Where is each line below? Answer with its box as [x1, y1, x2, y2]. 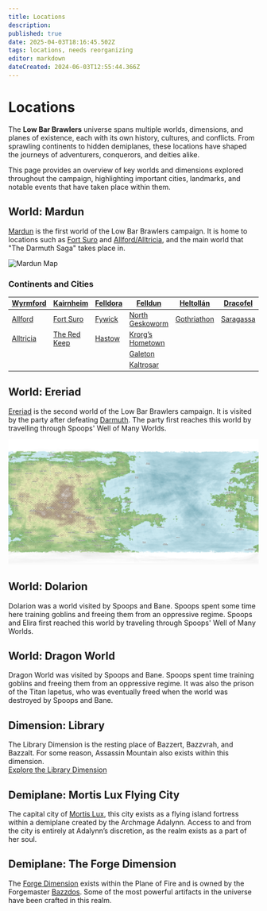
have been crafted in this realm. [8, 895, 112, 905]
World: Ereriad [8, 385, 82, 399]
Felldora [95, 299, 123, 308]
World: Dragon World [8, 649, 115, 662]
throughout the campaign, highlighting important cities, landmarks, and [8, 173, 241, 183]
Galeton [129, 349, 155, 359]
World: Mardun [8, 205, 85, 218]
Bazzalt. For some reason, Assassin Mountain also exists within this [8, 748, 229, 758]
